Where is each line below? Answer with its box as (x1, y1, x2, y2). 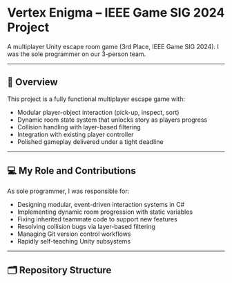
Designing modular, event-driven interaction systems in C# (17, 200, 185, 208)
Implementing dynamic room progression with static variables (17, 208, 193, 216)
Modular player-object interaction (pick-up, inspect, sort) (17, 108, 180, 116)
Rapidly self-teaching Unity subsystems (17, 237, 131, 245)
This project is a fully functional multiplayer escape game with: (7, 95, 185, 103)
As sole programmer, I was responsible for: (7, 187, 130, 195)
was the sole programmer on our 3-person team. (7, 50, 146, 58)
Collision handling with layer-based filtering (17, 122, 142, 131)
